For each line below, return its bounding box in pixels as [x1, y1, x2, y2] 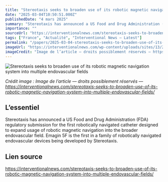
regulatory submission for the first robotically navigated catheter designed [5, 122, 158, 128]
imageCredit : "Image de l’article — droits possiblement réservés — [5, 49, 151, 54]
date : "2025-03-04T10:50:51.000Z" [5, 12, 77, 17]
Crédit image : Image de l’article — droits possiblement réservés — [5, 78, 143, 84]
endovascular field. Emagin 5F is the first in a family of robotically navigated [5, 132, 161, 138]
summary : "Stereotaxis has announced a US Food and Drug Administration [5, 21, 160, 27]
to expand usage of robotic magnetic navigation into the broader [5, 127, 138, 133]
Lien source [5, 152, 42, 161]
